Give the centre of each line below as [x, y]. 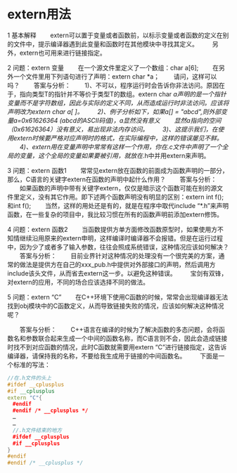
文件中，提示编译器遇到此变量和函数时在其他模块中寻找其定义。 [105, 44]
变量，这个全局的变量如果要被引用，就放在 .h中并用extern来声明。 [115, 155]
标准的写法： [32, 364]
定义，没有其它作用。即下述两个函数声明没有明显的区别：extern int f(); [121, 197]
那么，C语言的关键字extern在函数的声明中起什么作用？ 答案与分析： [112, 179]
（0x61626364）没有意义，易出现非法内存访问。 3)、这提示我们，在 [113, 129]
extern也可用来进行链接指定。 [63, 53]
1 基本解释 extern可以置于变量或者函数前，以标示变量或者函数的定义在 [115, 35]
